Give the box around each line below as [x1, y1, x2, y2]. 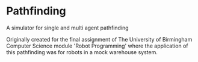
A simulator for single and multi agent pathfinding [6, 24, 129, 31]
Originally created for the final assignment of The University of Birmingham [6, 36, 193, 43]
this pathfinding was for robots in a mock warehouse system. [6, 48, 158, 55]
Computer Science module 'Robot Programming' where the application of [6, 42, 188, 49]
